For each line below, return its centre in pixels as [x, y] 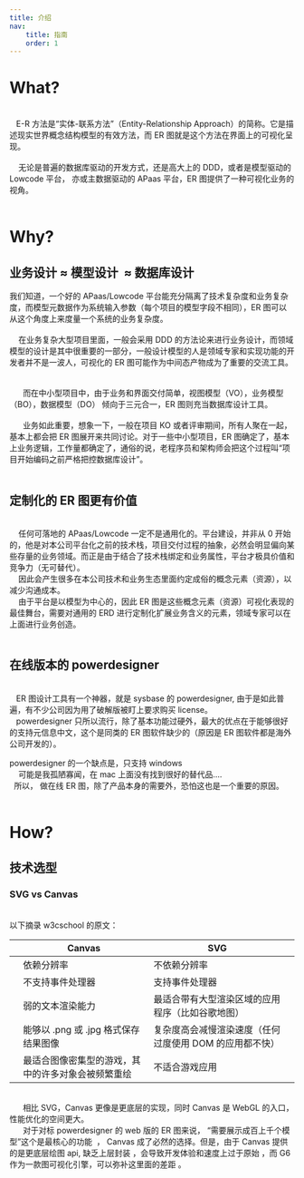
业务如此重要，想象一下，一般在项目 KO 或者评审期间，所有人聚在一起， [157, 425]
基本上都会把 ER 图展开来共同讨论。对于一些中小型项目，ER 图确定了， [142, 437]
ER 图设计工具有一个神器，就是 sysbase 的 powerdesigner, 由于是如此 [146, 698]
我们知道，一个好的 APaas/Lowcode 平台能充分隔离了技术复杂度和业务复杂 [149, 297]
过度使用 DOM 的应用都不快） [217, 1043]
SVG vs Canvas [44, 894]
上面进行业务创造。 [45, 624]
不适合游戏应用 [185, 1066]
